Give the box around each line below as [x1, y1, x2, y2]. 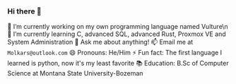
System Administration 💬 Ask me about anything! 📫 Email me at [7, 38, 194, 47]
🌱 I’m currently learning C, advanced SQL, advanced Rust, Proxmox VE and [7, 30, 226, 38]
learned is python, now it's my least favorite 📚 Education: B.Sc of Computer [7, 59, 229, 68]
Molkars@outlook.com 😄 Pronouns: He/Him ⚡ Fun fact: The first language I [7, 49, 223, 57]
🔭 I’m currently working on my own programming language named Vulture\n [7, 23, 228, 31]
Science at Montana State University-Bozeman [7, 69, 143, 78]
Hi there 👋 [7, 6, 42, 16]
